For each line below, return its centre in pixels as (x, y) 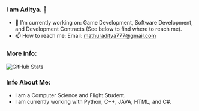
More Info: (22, 53)
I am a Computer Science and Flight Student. (70, 95)
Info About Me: (28, 82)
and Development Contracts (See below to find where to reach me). (98, 29)
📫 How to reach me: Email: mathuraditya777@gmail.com (85, 36)
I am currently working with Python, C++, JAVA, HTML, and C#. (93, 101)
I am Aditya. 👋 (27, 10)
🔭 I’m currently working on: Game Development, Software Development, (104, 23)
